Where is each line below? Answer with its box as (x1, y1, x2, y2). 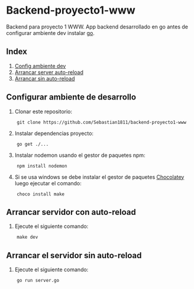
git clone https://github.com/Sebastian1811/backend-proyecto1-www (17, 119, 186, 125)
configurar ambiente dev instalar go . (6, 29, 95, 36)
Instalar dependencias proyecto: (14, 130, 93, 137)
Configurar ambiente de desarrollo (6, 92, 137, 102)
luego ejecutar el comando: (14, 179, 82, 187)
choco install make (17, 191, 65, 197)
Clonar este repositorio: (14, 108, 73, 115)
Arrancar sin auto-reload (14, 75, 75, 82)
